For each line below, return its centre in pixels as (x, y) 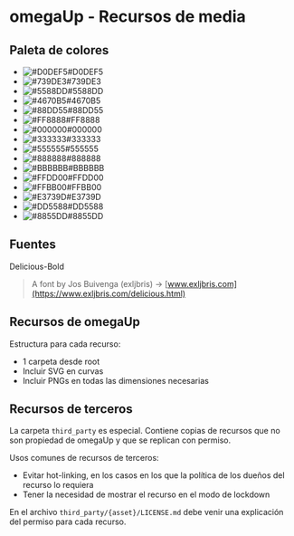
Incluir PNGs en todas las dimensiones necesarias (116, 380)
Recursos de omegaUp (75, 322)
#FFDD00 (85, 177)
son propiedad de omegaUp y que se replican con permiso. (120, 440)
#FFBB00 (84, 187)
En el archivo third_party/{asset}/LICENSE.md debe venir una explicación (147, 512)
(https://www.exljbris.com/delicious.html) (109, 293)
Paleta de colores (59, 50)
